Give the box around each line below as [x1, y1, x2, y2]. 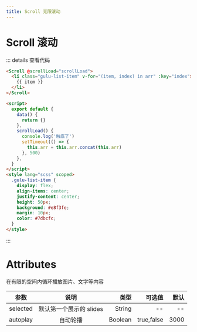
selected [9, 304, 33, 313]
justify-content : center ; [16, 194, 80, 200]
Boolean [108, 316, 132, 324]
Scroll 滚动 [6, 36, 58, 49]
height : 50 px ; [16, 199, 51, 205]
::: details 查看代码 [6, 57, 50, 64]
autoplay [9, 316, 33, 324]
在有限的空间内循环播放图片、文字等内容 [6, 278, 104, 285]
